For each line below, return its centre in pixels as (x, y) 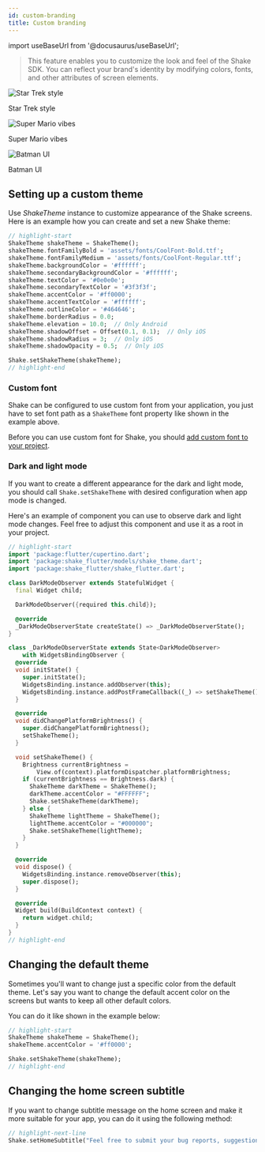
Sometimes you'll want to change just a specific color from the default (122, 984)
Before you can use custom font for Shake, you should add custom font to (128, 437)
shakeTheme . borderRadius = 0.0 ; (61, 317)
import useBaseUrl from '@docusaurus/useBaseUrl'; (93, 45)
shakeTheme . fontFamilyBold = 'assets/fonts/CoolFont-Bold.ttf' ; (116, 251)
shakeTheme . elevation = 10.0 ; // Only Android (88, 324)
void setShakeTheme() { (54, 757)
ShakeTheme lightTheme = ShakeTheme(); (94, 816)
